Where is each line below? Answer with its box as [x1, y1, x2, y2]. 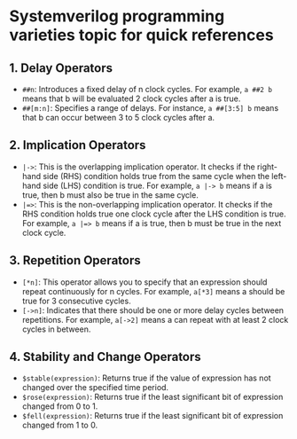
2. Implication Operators [9, 137, 146, 153]
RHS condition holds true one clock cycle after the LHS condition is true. [21, 208, 286, 219]
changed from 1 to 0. [21, 419, 98, 431]
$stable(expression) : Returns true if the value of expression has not [21, 372, 272, 383]
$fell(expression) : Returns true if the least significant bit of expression [21, 411, 284, 421]
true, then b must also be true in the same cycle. [21, 189, 199, 200]
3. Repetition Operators [9, 253, 141, 268]
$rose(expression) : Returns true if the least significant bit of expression [21, 392, 284, 403]
